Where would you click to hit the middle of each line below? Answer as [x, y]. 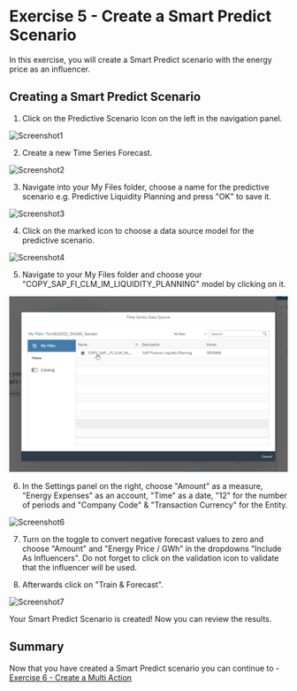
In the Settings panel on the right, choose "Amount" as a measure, [142, 485]
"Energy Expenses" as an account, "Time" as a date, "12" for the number [154, 495]
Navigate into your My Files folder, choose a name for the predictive [145, 187]
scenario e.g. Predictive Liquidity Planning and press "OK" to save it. [146, 196]
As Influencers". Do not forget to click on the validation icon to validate [150, 558]
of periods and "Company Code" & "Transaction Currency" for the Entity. [155, 505]
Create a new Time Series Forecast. [87, 152]
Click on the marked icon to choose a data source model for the [138, 230]
